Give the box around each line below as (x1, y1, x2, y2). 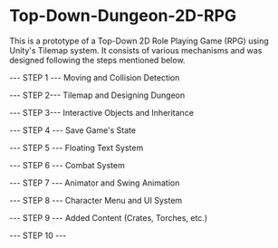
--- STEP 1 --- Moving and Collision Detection (9, 72, 180, 82)
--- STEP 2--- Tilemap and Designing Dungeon (9, 90, 186, 100)
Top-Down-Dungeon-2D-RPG (9, 5, 237, 26)
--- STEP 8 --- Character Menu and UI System (9, 195, 183, 205)
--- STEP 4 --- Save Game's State (9, 124, 137, 136)
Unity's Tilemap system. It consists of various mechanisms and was (9, 44, 263, 55)
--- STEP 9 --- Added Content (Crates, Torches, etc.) (9, 212, 208, 223)
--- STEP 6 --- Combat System (9, 159, 125, 170)
